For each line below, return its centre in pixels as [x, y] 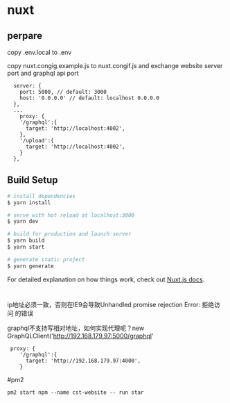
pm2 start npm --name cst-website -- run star [76, 392]
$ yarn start [26, 247]
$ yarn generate [30, 266]
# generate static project [46, 259]
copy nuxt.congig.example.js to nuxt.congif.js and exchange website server [115, 66]
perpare [25, 36]
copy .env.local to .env [39, 52]
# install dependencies [42, 196]
